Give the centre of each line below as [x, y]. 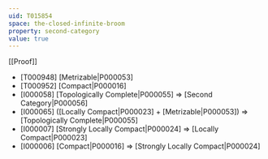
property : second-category [54, 31]
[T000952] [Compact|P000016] [73, 86]
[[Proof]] [23, 62]
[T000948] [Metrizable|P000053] [77, 77]
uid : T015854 [30, 16]
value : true [28, 39]
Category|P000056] [54, 103]
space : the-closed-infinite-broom [67, 24]
